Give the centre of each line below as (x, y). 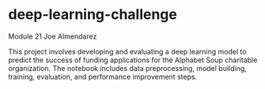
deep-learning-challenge (93, 15)
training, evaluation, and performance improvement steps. (103, 76)
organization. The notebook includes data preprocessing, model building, (127, 68)
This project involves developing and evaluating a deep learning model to (127, 51)
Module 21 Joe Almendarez (53, 36)
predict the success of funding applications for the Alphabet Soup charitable (133, 60)
